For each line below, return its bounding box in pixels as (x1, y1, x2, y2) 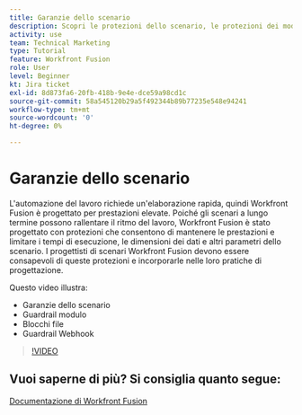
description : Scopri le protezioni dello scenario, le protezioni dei (9, 22, 280, 31)
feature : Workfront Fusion (9, 55, 111, 64)
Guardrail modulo (22, 309, 87, 320)
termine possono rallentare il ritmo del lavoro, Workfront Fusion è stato (9, 216, 271, 227)
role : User (9, 64, 50, 73)
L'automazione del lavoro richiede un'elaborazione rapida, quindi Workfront (9, 198, 289, 208)
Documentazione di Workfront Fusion (9, 395, 148, 406)
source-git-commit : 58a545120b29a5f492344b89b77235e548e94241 (9, 96, 247, 106)
